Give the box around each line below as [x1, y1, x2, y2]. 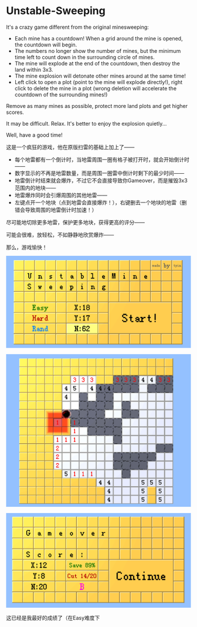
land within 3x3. [14, 66, 53, 73]
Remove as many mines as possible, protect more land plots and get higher [6, 102, 188, 109]
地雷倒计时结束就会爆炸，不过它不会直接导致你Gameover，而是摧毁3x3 [14, 177, 188, 184]
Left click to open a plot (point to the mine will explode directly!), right [14, 78, 183, 86]
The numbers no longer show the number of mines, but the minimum [14, 47, 181, 54]
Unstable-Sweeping [6, 4, 106, 18]
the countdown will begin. [14, 41, 77, 48]
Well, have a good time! [6, 131, 63, 139]
